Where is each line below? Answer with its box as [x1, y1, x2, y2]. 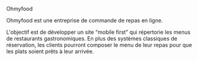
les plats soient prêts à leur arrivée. [6, 48, 94, 55]
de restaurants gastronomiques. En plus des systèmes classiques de [6, 35, 177, 42]
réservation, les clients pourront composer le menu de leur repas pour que [6, 42, 193, 48]
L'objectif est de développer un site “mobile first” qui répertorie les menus [6, 28, 191, 36]
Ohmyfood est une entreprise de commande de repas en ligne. [6, 17, 163, 24]
